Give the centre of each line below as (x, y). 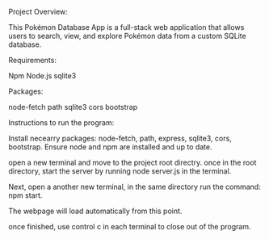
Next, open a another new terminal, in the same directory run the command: (134, 187)
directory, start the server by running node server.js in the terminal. (120, 171)
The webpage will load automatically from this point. (95, 211)
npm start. (25, 195)
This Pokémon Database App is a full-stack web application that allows (126, 27)
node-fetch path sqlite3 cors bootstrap (73, 107)
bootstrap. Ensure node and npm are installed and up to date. (110, 147)
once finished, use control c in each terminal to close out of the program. (130, 226)
